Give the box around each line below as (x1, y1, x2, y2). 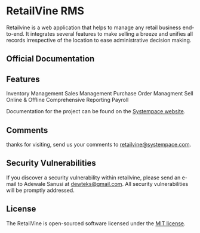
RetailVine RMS (6, 4, 85, 18)
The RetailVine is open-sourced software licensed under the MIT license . (6, 219, 186, 227)
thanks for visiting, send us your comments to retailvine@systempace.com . (6, 141, 192, 148)
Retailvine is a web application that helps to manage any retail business (6, 24, 181, 31)
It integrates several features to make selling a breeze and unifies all (26, 30, 193, 37)
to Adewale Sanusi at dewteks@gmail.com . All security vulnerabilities (17, 180, 189, 187)
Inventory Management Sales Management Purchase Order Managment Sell (6, 90, 193, 97)
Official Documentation (6, 54, 95, 64)
